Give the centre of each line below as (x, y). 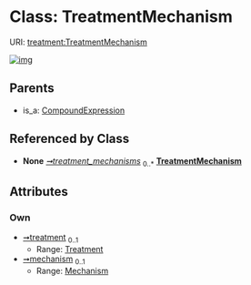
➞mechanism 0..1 (54, 260)
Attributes (39, 192)
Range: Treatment (70, 249)
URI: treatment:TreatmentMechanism (78, 42)
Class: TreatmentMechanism (121, 17)
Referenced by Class (70, 139)
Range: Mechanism (72, 270)
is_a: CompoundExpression (74, 110)
